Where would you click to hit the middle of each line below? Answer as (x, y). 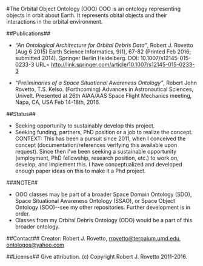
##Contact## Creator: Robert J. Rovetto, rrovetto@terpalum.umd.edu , (94, 238)
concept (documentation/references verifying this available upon (96, 145)
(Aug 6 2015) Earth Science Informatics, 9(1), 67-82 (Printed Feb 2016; (103, 52)
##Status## (21, 114)
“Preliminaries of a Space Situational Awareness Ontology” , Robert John (106, 83)
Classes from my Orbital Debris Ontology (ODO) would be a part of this (104, 220)
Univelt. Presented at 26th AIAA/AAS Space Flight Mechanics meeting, (103, 96)
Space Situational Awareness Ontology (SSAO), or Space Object (95, 201)
